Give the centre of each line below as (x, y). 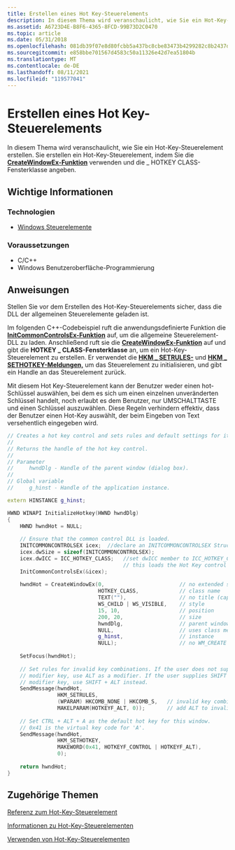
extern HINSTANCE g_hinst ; (47, 500)
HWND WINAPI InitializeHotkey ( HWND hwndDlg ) (73, 513)
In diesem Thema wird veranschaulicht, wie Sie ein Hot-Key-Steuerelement (115, 148)
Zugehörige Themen (53, 795)
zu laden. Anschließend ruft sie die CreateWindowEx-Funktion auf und (123, 343)
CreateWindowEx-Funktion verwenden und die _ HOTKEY (92, 162)
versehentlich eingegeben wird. (53, 423)
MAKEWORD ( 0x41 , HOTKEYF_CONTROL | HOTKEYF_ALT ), (129, 747)
